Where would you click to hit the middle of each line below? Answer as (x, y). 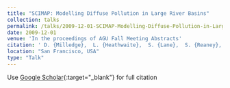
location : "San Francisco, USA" (53, 52)
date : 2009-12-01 (32, 32)
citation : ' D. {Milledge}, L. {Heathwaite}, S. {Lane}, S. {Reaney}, (115, 45)
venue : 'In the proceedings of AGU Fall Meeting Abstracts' (95, 39)
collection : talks (33, 20)
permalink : (23, 26)
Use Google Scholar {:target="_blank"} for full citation (82, 77)
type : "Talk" (26, 58)
